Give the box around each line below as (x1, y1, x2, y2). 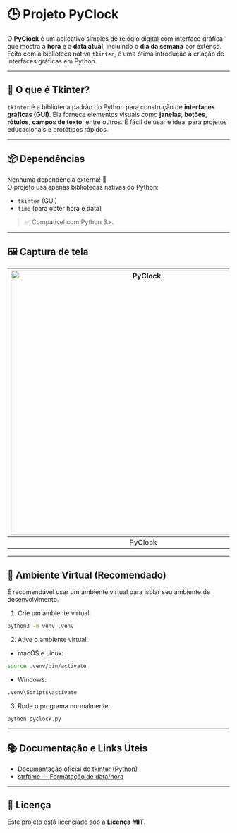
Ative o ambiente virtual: (17, 636, 89, 644)
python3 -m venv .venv (7, 622, 74, 630)
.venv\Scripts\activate (7, 689, 78, 696)
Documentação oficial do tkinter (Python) (17, 765, 138, 773)
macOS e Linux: (17, 649, 64, 658)
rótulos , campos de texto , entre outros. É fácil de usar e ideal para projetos (7, 118, 227, 126)
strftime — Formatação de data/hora (17, 772, 124, 780)
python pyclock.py (7, 715, 61, 722)
